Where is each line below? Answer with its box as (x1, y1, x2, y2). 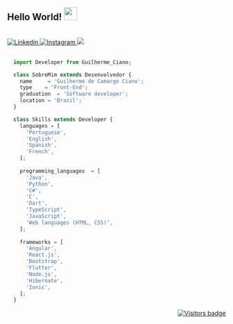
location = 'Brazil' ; (19, 97, 82, 104)
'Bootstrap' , (25, 258, 64, 265)
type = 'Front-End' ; (19, 84, 89, 91)
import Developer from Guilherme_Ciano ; (13, 58, 132, 66)
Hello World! (7, 11, 62, 23)
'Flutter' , (25, 264, 58, 271)
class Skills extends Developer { (13, 116, 113, 123)
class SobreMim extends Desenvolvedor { (13, 71, 132, 78)
